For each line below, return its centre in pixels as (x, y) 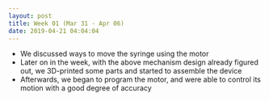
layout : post (30, 16)
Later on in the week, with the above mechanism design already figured (139, 62)
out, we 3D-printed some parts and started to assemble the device (131, 71)
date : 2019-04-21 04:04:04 (54, 31)
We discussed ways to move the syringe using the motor (114, 54)
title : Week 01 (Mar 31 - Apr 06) (67, 23)
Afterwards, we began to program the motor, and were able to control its (140, 80)
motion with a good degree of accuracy (86, 88)
